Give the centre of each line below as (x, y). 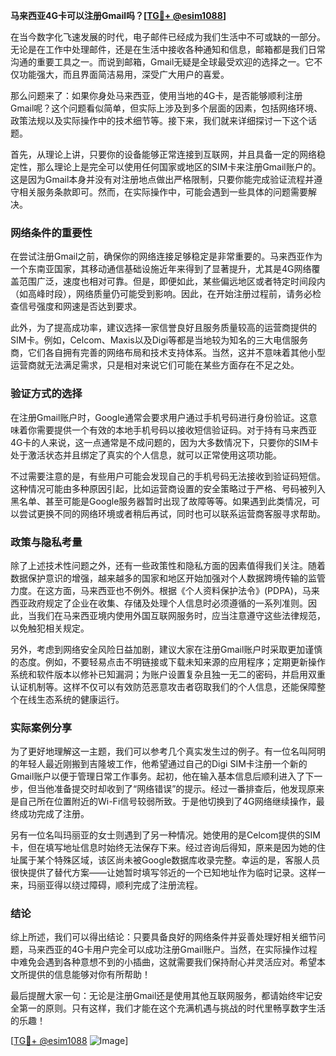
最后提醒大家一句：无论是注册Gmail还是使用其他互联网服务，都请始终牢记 (162, 996)
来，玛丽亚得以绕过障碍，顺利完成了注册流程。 (106, 885)
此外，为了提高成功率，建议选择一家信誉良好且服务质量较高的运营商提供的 (163, 328)
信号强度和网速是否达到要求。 (80, 306)
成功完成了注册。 (54, 814)
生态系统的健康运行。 (80, 699)
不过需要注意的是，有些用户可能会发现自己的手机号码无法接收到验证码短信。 (168, 476)
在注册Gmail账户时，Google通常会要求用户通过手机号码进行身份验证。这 (159, 417)
